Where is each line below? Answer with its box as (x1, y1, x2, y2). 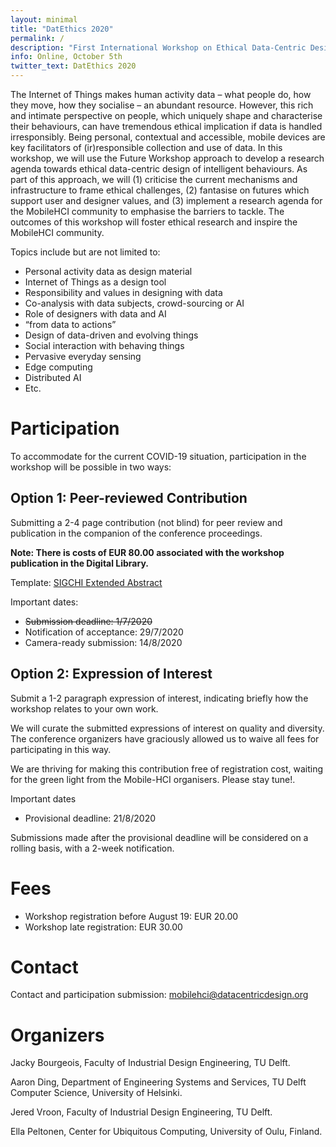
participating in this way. (10, 743, 112, 755)
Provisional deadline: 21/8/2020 (24, 812, 157, 824)
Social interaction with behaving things (24, 340, 185, 351)
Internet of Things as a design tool (24, 276, 167, 288)
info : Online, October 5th (10, 52, 123, 62)
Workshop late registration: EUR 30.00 (24, 921, 183, 933)
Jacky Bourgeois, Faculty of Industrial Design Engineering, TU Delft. (10, 1057, 291, 1069)
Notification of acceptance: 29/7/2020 (24, 626, 184, 638)
